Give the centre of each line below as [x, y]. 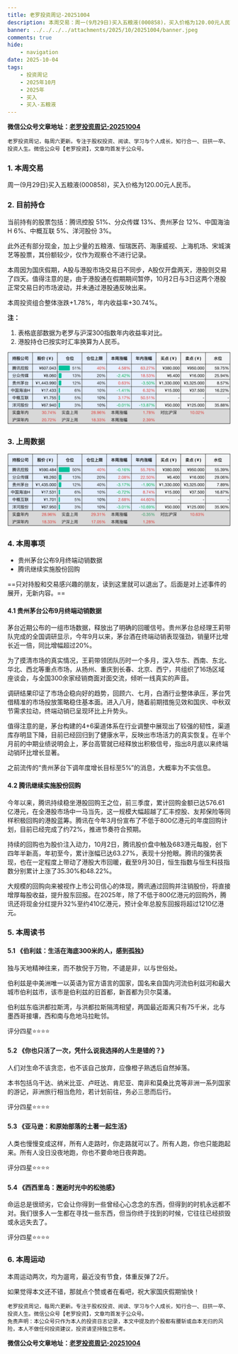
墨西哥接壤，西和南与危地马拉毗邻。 [60, 1016]
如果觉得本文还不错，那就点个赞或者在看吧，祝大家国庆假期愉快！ [103, 1292]
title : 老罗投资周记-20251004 [49, 15]
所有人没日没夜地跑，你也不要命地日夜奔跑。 [85, 1153]
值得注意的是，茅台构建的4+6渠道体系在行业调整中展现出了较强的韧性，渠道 [119, 726]
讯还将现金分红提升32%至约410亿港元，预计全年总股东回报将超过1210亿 [113, 904]
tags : [15, 67]
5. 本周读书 [26, 933]
